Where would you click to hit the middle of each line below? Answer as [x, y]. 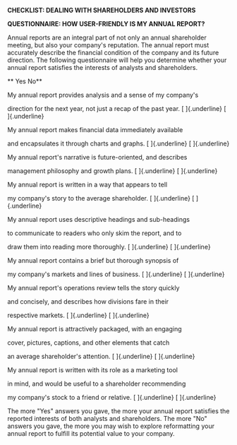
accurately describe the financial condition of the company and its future [113, 53]
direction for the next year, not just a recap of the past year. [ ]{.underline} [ [117, 108]
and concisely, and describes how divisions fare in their [88, 302]
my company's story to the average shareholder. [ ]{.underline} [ [101, 198]
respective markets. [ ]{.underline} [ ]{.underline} [78, 315]
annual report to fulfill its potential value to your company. [91, 433]
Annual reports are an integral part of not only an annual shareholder [107, 37]
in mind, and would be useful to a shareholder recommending [97, 384]
